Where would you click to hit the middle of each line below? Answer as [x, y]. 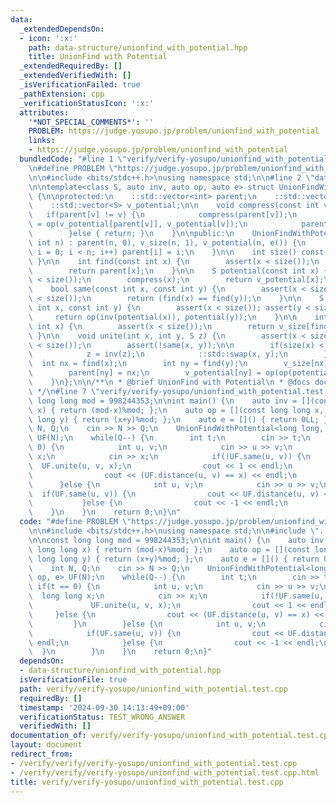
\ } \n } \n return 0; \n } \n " [105, 512]
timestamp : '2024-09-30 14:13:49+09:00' [104, 707]
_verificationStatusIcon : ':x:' [87, 103]
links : [42, 141]
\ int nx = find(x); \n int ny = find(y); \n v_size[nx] [178, 364]
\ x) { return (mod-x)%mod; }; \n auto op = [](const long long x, [176, 410]
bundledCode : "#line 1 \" [73, 159]
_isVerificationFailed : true [80, 85]
